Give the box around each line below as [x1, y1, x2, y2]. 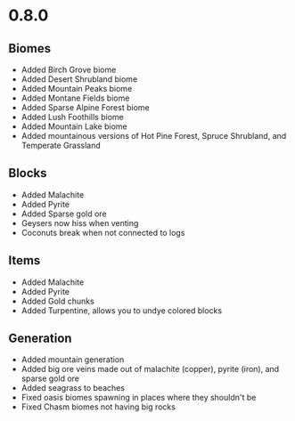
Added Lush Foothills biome [20, 112, 124, 122]
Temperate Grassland [20, 140, 102, 150]
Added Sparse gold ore [20, 208, 108, 219]
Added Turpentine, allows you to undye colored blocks [20, 304, 223, 316]
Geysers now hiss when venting [20, 217, 139, 228]
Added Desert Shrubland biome [20, 74, 138, 85]
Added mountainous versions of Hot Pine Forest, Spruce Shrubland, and [20, 131, 287, 141]
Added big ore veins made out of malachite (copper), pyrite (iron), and [20, 364, 280, 375]
